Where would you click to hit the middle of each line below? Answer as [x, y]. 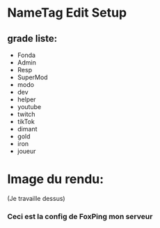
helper [26, 99]
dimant [27, 129]
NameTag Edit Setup [67, 13]
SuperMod [32, 77]
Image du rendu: [56, 179]
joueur [26, 151]
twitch [26, 114]
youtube [29, 107]
